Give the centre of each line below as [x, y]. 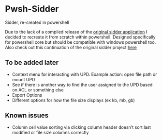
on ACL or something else [38, 90]
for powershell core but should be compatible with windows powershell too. [81, 42]
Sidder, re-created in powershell [37, 22]
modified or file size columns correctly [50, 132]
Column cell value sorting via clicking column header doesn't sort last [81, 127]
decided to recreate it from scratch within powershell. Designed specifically [80, 37]
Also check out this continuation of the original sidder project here [71, 47]
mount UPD [23, 79]
